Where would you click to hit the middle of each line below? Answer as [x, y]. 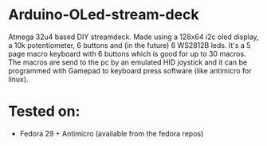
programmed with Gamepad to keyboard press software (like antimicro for [130, 70]
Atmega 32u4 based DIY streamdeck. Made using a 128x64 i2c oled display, [133, 37]
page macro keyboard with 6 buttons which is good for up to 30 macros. [127, 53]
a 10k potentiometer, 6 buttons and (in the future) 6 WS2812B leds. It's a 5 [130, 45]
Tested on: [44, 111]
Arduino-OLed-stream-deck [104, 15]
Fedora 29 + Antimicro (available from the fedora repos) [112, 133]
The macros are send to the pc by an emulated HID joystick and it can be [128, 62]
